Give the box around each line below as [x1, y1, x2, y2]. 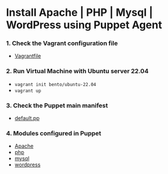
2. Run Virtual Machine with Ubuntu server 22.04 [6, 67, 149, 76]
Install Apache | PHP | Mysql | [6, 6, 153, 19]
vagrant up [14, 88, 42, 94]
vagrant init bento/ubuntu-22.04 [14, 81, 97, 87]
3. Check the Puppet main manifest [6, 101, 108, 110]
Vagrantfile [14, 53, 41, 60]
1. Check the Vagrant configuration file [6, 39, 118, 47]
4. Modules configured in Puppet [6, 129, 101, 137]
